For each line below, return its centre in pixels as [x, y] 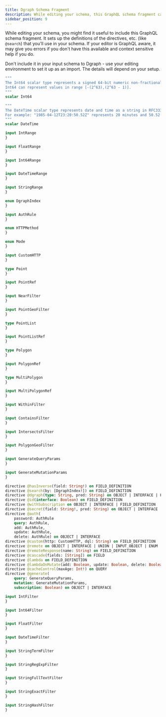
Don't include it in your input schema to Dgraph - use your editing [72, 64]
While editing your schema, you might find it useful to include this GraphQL [82, 33]
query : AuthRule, [32, 523]
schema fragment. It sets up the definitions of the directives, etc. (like [76, 38]
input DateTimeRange [26, 174]
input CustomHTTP [23, 255]
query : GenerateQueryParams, [44, 578]
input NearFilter [23, 296]
